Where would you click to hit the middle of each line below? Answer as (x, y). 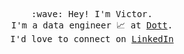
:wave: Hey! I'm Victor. (92, 14)
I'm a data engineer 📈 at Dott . (92, 25)
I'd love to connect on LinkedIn (92, 39)
